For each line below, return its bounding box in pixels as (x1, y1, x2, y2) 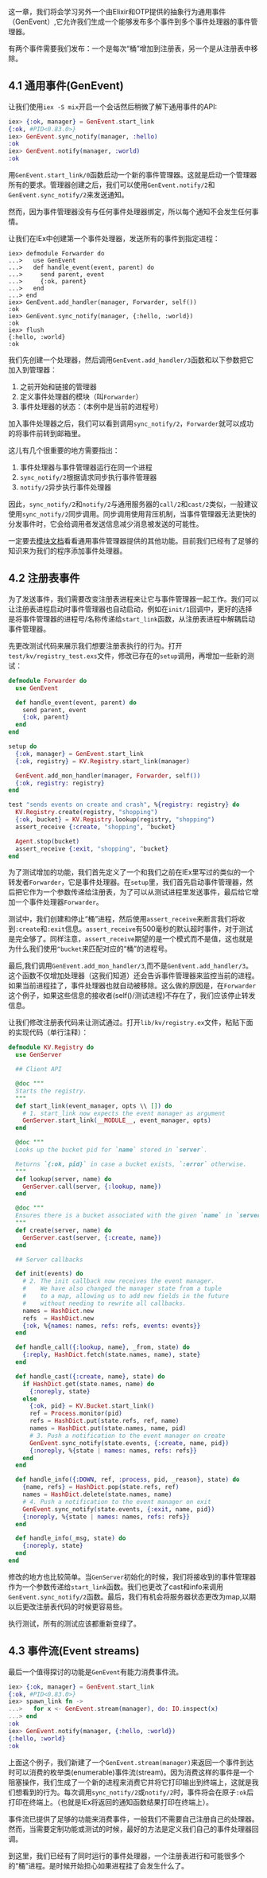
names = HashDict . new (22, 1307, 94, 1315)
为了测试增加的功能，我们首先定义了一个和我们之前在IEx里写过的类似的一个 (8, 867, 255, 877)
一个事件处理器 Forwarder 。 (14, 898, 103, 907)
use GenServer (15, 1051, 62, 1059)
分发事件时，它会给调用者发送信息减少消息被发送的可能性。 (8, 520, 203, 529)
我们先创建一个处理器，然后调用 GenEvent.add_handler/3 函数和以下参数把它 (8, 355, 254, 364)
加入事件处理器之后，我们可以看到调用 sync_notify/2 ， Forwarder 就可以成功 (8, 419, 254, 428)
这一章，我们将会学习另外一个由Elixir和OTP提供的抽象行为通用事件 (8, 7, 226, 16)
